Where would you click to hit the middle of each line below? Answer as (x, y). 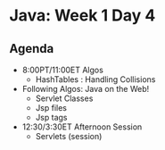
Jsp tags (51, 117)
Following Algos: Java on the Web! (86, 89)
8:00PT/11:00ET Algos (63, 70)
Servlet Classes (64, 98)
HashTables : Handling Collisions (95, 79)
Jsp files (51, 108)
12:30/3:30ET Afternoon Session (82, 127)
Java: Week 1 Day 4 (82, 16)
